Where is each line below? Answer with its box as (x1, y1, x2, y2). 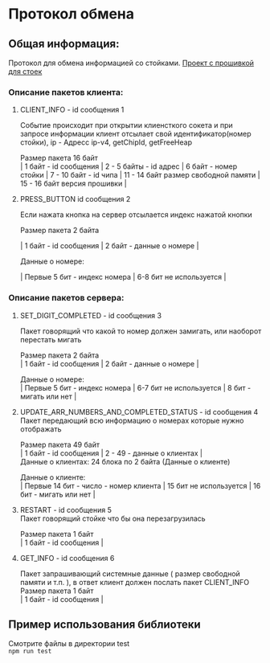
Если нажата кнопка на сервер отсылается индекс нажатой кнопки (19, 210, 253, 219)
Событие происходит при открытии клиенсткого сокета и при (19, 121, 233, 130)
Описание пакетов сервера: (8, 293, 125, 304)
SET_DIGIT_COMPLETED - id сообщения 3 (19, 310, 162, 320)
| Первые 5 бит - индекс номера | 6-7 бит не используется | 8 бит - (19, 383, 252, 392)
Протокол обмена (8, 5, 135, 23)
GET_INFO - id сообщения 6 (19, 553, 115, 563)
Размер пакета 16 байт (19, 153, 99, 163)
